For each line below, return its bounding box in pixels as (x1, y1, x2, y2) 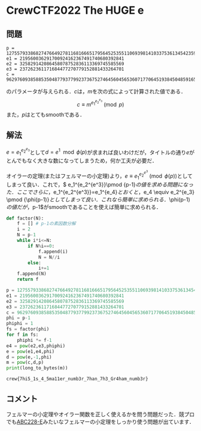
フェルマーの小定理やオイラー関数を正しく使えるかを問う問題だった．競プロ (6, 411, 195, 418)
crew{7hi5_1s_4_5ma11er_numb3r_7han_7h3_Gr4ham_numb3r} (6, 376, 148, 382)
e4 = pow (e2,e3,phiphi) (6, 342, 66, 349)
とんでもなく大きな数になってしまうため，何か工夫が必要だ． (6, 157, 157, 164)
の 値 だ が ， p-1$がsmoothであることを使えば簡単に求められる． (6, 203, 162, 210)
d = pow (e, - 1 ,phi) (6, 354, 52, 360)
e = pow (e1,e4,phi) (6, 348, 55, 354)
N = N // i (38, 254, 60, 260)
